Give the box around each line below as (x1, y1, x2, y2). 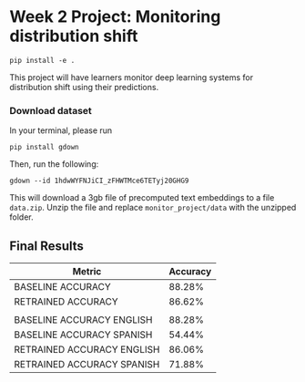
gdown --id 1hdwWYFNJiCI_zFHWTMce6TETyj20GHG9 (9, 176, 189, 186)
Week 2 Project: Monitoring (9, 6, 221, 27)
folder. (9, 212, 34, 222)
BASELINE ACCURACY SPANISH (14, 328, 153, 341)
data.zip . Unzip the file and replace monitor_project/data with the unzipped (9, 202, 297, 213)
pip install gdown (9, 143, 79, 152)
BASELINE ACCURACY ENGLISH (14, 314, 153, 326)
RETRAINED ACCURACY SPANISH (14, 358, 160, 371)
